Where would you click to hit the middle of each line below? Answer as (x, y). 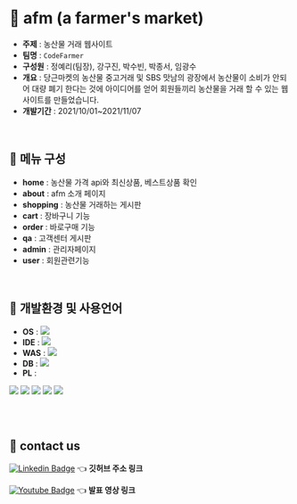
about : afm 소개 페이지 (64, 193)
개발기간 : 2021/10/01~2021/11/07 (82, 111)
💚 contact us (45, 446)
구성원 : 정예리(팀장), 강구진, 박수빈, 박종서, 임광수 (109, 66)
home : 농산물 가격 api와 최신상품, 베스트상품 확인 (110, 182)
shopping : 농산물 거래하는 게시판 (82, 204)
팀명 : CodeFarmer (53, 55)
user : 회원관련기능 (56, 260)
